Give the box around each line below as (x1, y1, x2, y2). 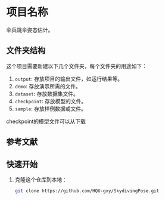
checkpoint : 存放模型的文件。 (14, 97, 87, 104)
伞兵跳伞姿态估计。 (6, 26, 54, 33)
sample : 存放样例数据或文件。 (14, 105, 86, 112)
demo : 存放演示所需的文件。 (14, 82, 82, 90)
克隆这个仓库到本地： (14, 176, 67, 183)
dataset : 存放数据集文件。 (14, 90, 79, 97)
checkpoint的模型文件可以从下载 (6, 118, 86, 125)
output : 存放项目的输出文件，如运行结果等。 (14, 75, 123, 82)
